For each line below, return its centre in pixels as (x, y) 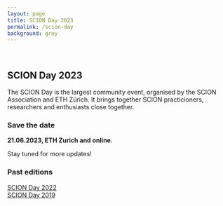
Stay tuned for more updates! (50, 154)
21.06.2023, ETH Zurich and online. (60, 140)
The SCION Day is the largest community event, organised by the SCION (112, 92)
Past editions (30, 172)
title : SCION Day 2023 (40, 20)
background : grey (33, 33)
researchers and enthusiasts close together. (71, 107)
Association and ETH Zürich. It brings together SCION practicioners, (106, 99)
